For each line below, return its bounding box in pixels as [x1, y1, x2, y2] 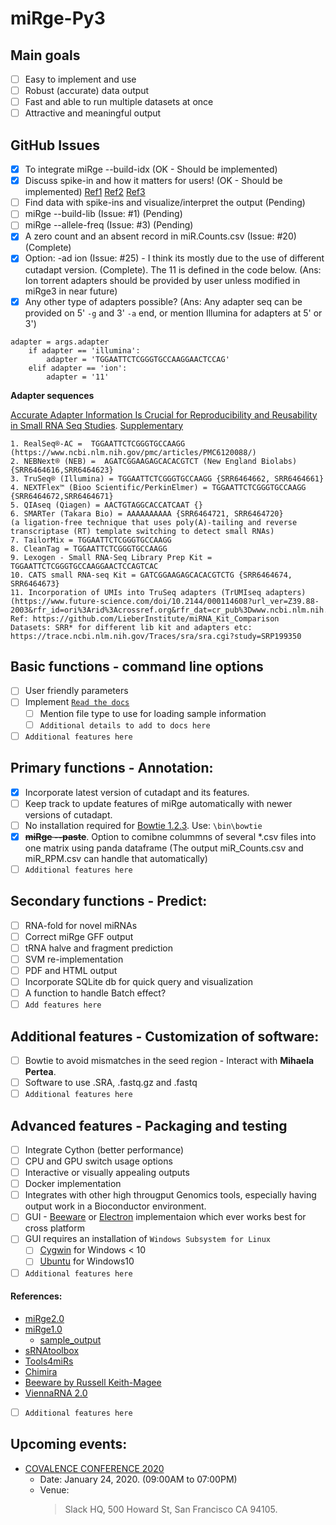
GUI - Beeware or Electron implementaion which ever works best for [24, 1211, 307, 1223]
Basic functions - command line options [10, 658, 264, 675]
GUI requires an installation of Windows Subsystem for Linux [24, 1233, 271, 1245]
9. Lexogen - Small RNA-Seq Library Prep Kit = [10, 552, 213, 562]
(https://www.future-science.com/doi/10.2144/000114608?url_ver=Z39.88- [10, 596, 320, 606]
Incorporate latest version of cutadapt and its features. [24, 786, 250, 798]
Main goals [10, 47, 81, 64]
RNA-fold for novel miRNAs [24, 919, 138, 931]
